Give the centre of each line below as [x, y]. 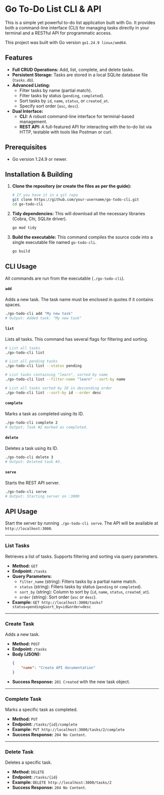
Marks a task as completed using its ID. [44, 414]
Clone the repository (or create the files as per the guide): [72, 186]
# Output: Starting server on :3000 [42, 496]
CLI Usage [21, 267]
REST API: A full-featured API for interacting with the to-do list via [86, 127]
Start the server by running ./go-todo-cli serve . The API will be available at [82, 523]
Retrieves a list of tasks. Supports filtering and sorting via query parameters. [82, 556]
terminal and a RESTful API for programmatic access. [59, 33]
